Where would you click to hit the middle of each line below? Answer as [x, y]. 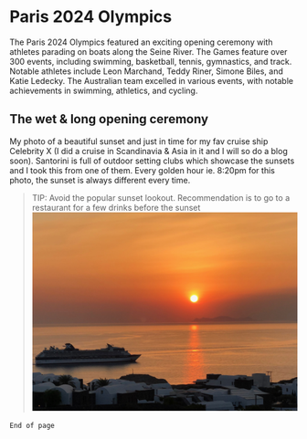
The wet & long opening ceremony [109, 119]
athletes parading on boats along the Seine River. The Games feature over [148, 51]
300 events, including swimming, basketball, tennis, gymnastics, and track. [151, 61]
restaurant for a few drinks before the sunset [116, 207]
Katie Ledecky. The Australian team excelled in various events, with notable [152, 80]
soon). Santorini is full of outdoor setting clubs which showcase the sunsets [152, 161]
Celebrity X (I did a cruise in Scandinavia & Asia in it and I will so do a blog [148, 151]
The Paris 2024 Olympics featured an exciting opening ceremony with [141, 42]
